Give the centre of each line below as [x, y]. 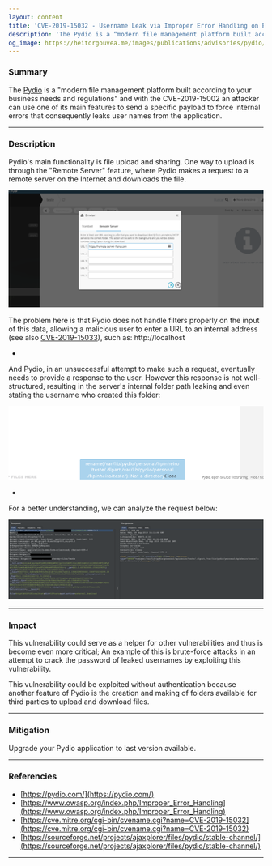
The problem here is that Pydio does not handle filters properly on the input [134, 320]
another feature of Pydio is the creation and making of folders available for [132, 693]
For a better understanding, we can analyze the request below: [113, 508]
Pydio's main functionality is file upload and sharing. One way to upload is [132, 161]
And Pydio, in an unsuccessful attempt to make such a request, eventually [132, 369]
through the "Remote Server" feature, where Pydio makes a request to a [128, 170]
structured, [27, 386]
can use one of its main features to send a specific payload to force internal [134, 107]
